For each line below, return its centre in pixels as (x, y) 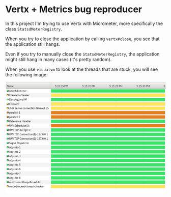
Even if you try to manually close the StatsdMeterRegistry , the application (82, 54)
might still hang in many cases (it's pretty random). (59, 59)
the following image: (26, 74)
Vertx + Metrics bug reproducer (74, 9)
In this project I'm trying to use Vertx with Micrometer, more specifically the (84, 23)
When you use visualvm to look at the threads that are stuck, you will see (82, 69)
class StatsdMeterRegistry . (34, 29)
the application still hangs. (33, 44)
